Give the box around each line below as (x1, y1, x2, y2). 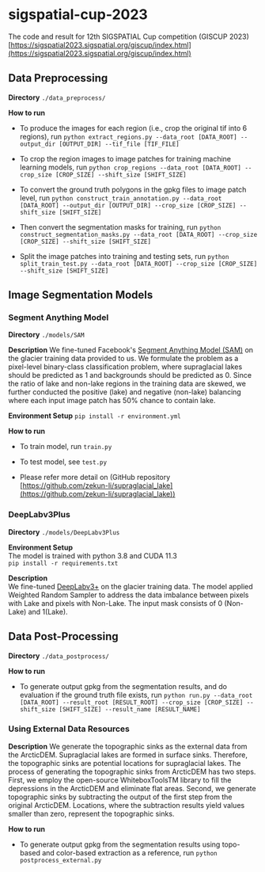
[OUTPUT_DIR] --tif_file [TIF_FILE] (59, 140, 180, 148)
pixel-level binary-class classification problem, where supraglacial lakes (8, 362, 243, 371)
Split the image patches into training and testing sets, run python (19, 251, 229, 261)
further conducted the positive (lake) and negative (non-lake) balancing (8, 387, 241, 397)
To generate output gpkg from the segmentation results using (19, 840, 221, 849)
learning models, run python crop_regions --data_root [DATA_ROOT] (19, 162, 242, 172)
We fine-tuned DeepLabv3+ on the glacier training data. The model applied (8, 581, 253, 591)
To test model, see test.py (19, 457, 108, 466)
